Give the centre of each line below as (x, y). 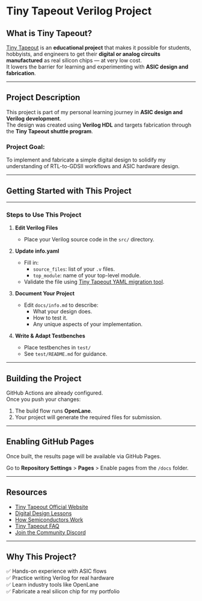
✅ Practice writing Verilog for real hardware (60, 578)
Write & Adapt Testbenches (50, 336)
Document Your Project (45, 294)
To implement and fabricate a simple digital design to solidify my (86, 160)
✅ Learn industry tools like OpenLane (53, 585)
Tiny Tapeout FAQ (37, 526)
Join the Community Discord (50, 532)
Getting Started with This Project (69, 191)
